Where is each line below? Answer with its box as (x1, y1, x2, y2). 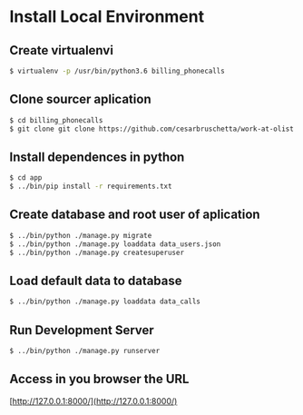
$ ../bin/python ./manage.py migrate (9, 231, 152, 240)
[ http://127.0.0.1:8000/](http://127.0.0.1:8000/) (9, 395, 178, 406)
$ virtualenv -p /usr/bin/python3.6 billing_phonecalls (9, 66, 225, 75)
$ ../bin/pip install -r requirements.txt (9, 182, 172, 192)
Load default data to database (9, 272, 183, 288)
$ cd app (9, 173, 43, 183)
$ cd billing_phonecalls (9, 115, 103, 124)
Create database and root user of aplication (9, 207, 260, 222)
